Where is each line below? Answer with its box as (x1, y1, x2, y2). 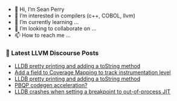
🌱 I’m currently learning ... (14, 19, 79, 25)
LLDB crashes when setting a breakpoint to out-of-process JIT (14, 88, 171, 96)
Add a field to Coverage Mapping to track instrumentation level (14, 69, 172, 76)
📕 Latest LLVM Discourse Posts (5, 49, 99, 57)
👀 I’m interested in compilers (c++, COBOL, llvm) (14, 12, 135, 19)
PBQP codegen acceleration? (14, 82, 88, 89)
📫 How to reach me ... (14, 32, 71, 38)
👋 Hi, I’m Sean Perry (14, 6, 65, 13)
